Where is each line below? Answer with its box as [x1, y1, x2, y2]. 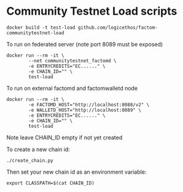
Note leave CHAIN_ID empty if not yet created [6, 133, 123, 141]
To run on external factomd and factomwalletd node [6, 84, 138, 92]
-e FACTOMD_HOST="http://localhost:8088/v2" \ [28, 102, 150, 108]
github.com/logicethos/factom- [77, 24, 158, 31]
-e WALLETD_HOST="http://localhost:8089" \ [28, 107, 141, 113]
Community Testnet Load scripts [6, 4, 177, 18]
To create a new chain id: [6, 146, 71, 153]
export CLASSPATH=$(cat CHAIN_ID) [6, 180, 95, 186]
